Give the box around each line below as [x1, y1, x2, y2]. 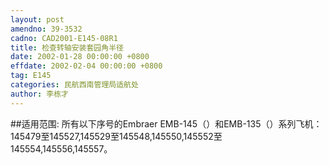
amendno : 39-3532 [10, 24, 83, 34]
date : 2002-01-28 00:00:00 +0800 [10, 52, 150, 62]
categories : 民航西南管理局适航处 [10, 80, 139, 90]
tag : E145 [10, 71, 52, 81]
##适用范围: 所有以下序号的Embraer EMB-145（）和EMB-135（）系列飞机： [10, 117, 323, 130]
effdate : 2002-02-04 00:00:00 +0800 [10, 61, 163, 71]
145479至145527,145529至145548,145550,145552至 [10, 130, 223, 142]
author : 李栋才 [10, 89, 69, 99]
